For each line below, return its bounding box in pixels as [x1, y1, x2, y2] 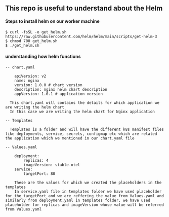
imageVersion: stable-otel [23, 162, 80, 167]
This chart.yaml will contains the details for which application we [10, 100, 159, 105]
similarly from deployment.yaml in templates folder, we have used [5, 198, 151, 203]
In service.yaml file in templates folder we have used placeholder [14, 189, 162, 194]
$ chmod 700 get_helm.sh [5, 38, 58, 44]
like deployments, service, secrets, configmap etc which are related [5, 131, 157, 136]
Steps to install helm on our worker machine [5, 18, 100, 24]
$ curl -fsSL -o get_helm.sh [5, 29, 67, 34]
